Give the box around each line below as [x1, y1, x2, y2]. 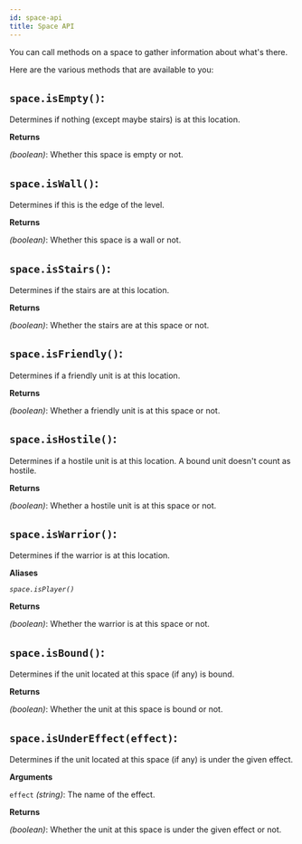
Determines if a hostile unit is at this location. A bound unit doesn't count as [9, 455, 291, 466]
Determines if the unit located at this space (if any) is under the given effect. [9, 754, 294, 764]
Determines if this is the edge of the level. [9, 200, 165, 211]
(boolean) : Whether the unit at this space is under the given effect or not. [9, 824, 282, 835]
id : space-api [9, 13, 63, 23]
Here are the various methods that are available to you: [9, 64, 214, 75]
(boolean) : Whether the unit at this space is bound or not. [9, 704, 223, 715]
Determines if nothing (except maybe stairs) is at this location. [9, 114, 241, 125]
